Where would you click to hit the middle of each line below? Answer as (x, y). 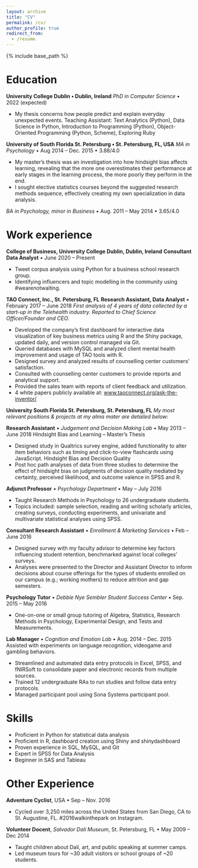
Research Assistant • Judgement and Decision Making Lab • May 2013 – (96, 428)
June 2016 (19, 536)
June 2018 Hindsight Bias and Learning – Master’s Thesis (76, 434)
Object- (166, 126)
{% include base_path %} (37, 56)
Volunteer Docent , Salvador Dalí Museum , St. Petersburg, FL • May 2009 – (98, 829)
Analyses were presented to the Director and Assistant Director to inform (103, 567)
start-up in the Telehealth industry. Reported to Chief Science (81, 312)
